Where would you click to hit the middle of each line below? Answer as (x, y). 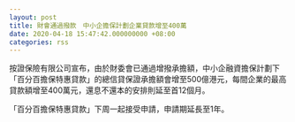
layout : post (33, 17)
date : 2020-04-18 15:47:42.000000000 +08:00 (92, 34)
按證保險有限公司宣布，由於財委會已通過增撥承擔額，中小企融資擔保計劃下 (144, 68)
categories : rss (39, 42)
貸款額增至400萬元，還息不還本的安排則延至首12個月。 (110, 90)
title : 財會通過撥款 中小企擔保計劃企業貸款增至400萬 (98, 26)
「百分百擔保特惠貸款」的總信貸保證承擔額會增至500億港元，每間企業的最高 (148, 80)
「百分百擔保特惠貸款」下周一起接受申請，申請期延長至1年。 (119, 109)
